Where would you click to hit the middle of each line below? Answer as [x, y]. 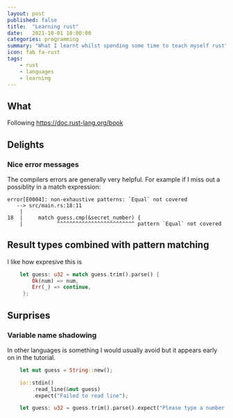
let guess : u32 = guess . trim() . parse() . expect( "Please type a [111, 408]
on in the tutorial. [31, 357]
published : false [32, 20]
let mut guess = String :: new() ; [66, 370]
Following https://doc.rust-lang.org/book [65, 123]
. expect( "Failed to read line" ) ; [80, 396]
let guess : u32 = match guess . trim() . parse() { [89, 275]
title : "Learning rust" [43, 26]
